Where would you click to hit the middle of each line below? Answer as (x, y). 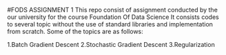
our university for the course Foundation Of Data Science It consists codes (113, 17)
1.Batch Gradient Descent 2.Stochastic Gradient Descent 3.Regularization (111, 44)
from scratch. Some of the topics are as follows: (75, 31)
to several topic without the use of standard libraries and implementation (110, 24)
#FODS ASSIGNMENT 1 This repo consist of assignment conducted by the (113, 10)
